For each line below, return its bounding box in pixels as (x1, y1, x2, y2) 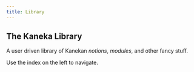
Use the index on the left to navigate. (6, 59, 98, 67)
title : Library (6, 8, 45, 15)
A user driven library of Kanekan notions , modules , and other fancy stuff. (6, 47, 188, 54)
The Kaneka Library (6, 31, 82, 42)
